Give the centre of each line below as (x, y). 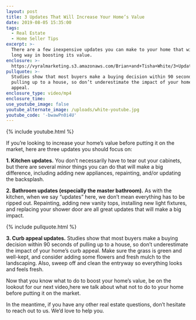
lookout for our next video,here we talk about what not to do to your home (95, 287)
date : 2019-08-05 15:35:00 (39, 22)
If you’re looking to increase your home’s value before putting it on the (90, 143)
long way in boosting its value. (52, 55)
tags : (13, 28)
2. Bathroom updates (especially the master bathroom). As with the (89, 190)
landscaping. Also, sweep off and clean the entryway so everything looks (94, 263)
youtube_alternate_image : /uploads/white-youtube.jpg (73, 110)
